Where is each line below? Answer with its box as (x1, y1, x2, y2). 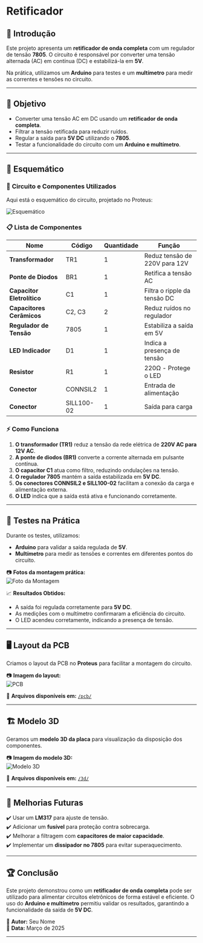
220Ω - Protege (144, 363, 191, 372)
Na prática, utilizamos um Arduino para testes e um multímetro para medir (6, 69, 193, 76)
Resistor (9, 367, 34, 376)
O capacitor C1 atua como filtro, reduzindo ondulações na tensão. (14, 467, 179, 474)
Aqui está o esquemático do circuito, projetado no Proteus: (6, 196, 153, 203)
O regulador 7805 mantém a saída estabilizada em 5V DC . (14, 473, 161, 481)
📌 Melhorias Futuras (6, 797, 83, 808)
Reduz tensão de (144, 251, 192, 260)
